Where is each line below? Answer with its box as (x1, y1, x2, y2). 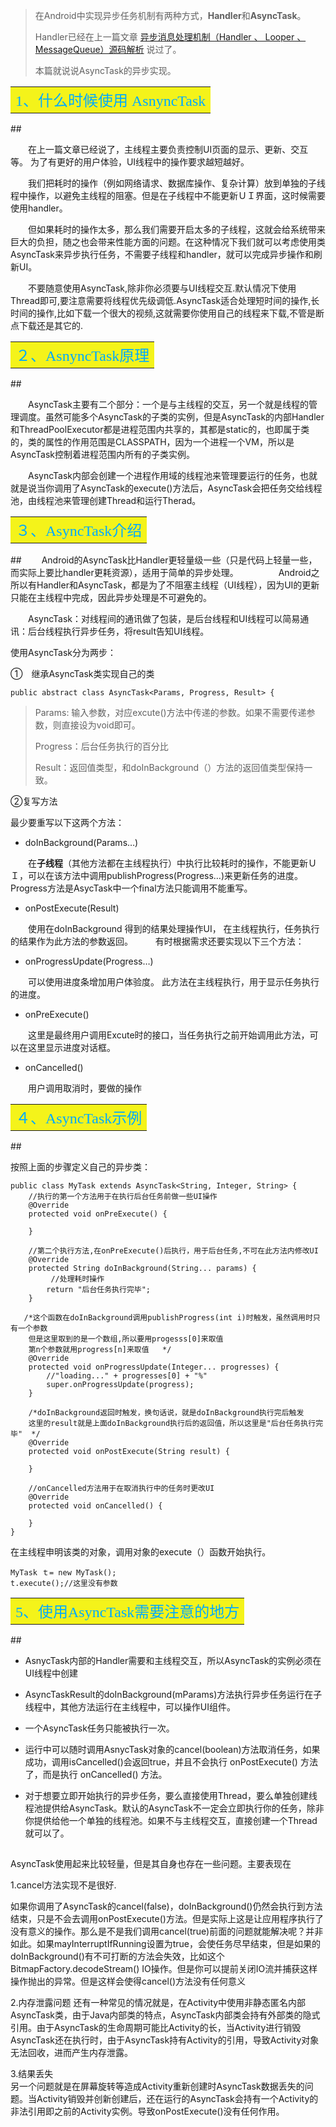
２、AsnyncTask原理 (15, 347, 150, 364)
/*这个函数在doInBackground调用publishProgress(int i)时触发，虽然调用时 (23, 1313, 313, 1323)
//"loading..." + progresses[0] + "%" (46, 1371, 208, 1381)
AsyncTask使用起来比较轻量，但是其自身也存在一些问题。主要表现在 (10, 1858, 292, 1870)
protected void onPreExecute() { (28, 1209, 168, 1219)
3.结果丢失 (10, 2068, 54, 2080)
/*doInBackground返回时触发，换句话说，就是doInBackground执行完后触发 (28, 1408, 305, 1418)
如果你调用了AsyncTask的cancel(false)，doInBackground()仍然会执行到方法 (10, 1900, 323, 1913)
